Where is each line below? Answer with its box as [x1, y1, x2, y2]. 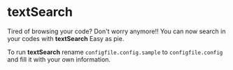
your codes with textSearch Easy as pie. [7, 34, 125, 42]
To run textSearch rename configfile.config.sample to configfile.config [7, 48, 223, 56]
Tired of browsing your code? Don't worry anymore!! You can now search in [7, 27, 226, 35]
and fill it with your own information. [7, 55, 111, 63]
